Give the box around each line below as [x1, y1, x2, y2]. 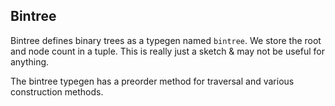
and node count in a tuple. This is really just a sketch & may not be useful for [10, 45, 325, 57]
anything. [10, 55, 50, 68]
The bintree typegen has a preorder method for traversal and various [10, 75, 295, 87]
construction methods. [10, 85, 104, 98]
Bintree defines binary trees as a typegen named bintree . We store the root [10, 34, 322, 46]
